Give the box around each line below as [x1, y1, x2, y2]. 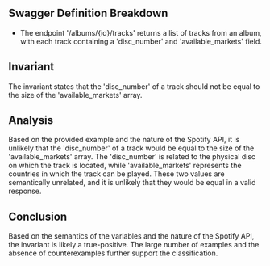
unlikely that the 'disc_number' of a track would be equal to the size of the [8, 143, 255, 153]
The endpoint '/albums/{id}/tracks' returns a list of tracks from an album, [19, 27, 262, 37]
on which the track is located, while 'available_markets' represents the [8, 161, 242, 171]
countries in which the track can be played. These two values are [8, 169, 226, 179]
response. [8, 186, 42, 196]
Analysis [8, 113, 54, 128]
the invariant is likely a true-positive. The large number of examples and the [8, 240, 260, 250]
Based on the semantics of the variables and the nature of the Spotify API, [8, 231, 255, 241]
